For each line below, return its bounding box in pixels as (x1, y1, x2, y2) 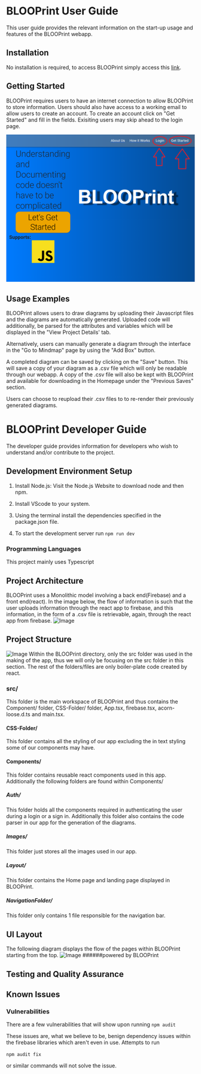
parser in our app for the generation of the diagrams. (6, 819, 136, 826)
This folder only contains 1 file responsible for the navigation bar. (6, 912, 166, 919)
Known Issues (6, 989, 60, 999)
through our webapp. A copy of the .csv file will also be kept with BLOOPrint (6, 371, 194, 378)
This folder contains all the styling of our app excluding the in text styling (6, 738, 186, 745)
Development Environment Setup (6, 466, 133, 476)
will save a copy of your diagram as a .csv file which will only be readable (6, 364, 187, 372)
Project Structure (6, 634, 72, 645)
